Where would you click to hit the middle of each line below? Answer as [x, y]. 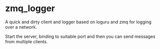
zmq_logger [30, 8]
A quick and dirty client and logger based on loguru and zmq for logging [78, 22]
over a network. [21, 27]
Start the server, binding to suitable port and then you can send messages [80, 36]
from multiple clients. [27, 41]
